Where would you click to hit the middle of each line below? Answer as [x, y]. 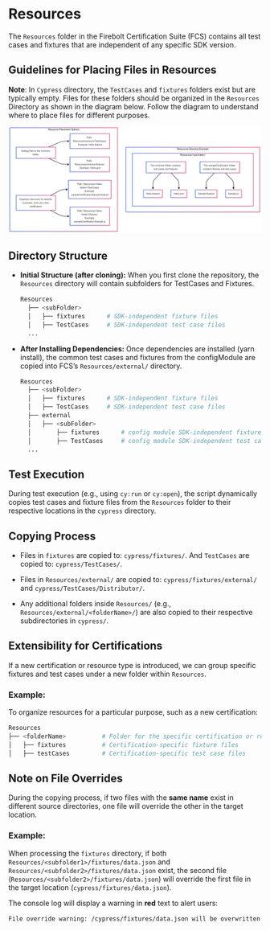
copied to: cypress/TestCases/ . [71, 564]
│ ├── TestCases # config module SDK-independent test [139, 441]
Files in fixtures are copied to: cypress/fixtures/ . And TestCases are [135, 556]
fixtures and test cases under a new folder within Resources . [108, 674]
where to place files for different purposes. [79, 115]
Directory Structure [58, 255]
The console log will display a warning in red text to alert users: [113, 903]
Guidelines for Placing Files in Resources [112, 70]
